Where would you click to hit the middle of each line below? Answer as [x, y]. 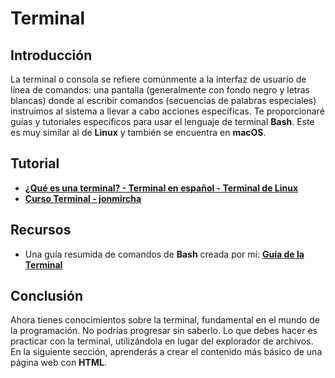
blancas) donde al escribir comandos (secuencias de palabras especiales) [163, 100]
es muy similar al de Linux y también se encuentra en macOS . [138, 132]
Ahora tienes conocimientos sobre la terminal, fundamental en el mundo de [165, 320]
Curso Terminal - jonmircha [83, 198]
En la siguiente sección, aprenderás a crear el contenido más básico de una [166, 352]
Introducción [51, 55]
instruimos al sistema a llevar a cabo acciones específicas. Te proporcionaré [167, 111]
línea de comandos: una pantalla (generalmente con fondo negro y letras [160, 90]
